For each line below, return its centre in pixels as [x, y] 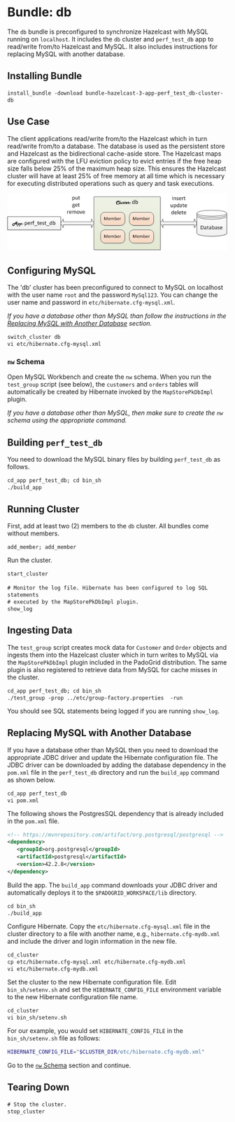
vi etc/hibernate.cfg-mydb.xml [53, 969]
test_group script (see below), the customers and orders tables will [103, 385]
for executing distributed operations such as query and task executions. [111, 183]
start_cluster [28, 574]
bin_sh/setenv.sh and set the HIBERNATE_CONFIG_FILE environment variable [114, 989]
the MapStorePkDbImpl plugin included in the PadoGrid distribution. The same [117, 662]
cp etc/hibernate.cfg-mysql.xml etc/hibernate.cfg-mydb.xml [97, 962]
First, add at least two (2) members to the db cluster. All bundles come [108, 526]
